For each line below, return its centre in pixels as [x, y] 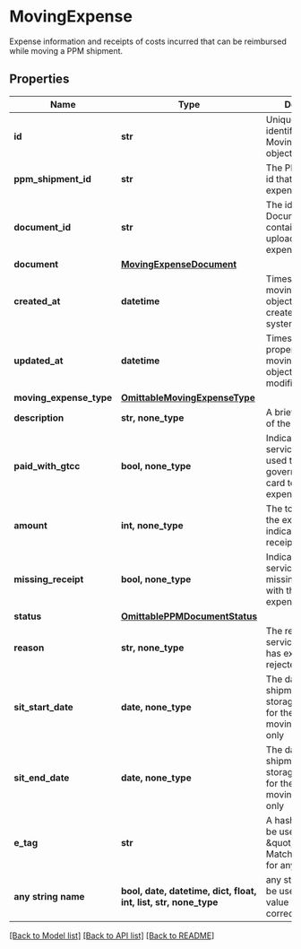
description [39, 417]
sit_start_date [43, 707]
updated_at [39, 361]
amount [30, 525]
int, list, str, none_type [169, 901]
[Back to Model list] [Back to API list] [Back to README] [112, 936]
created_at [37, 300]
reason [29, 648]
